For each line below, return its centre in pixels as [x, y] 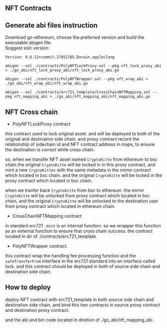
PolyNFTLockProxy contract [41, 124]
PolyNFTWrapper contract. [40, 246]
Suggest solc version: [27, 48]
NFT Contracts [28, 8]
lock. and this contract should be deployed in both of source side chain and [83, 266]
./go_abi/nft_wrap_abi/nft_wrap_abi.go [47, 84]
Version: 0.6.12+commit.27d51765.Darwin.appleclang [60, 57]
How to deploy [28, 287]
